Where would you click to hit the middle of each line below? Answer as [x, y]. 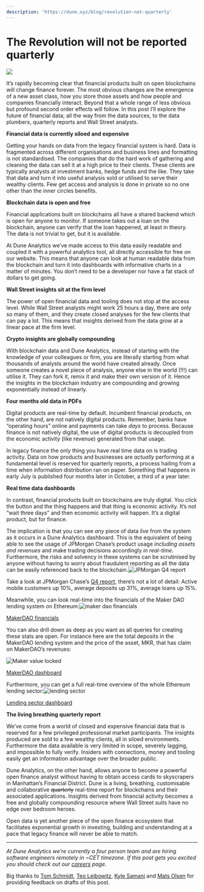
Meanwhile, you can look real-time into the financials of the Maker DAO [95, 600]
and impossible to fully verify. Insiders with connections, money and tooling [101, 752]
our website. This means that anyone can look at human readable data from [101, 258]
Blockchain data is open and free [49, 202]
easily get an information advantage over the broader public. [82, 758]
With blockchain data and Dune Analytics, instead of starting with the [93, 351]
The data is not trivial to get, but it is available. [64, 233]
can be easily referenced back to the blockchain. [67, 569]
